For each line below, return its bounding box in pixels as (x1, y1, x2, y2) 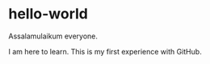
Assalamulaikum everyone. (8, 31, 99, 41)
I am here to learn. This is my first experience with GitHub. (8, 46, 202, 56)
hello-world (8, 5, 89, 23)
